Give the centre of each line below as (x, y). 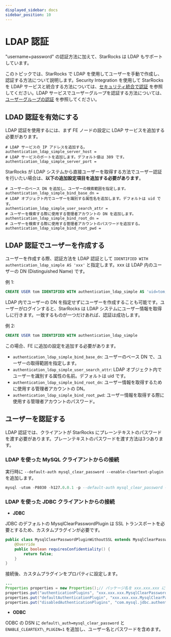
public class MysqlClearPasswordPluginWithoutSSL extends (68, 540)
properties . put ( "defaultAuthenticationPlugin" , (57, 598)
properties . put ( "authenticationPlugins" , (50, 593)
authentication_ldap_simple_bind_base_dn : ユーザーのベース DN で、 (85, 357)
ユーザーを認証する (35, 419)
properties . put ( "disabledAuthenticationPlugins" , (59, 602)
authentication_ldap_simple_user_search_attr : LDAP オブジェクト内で (87, 369)
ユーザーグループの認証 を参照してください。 (52, 100)
